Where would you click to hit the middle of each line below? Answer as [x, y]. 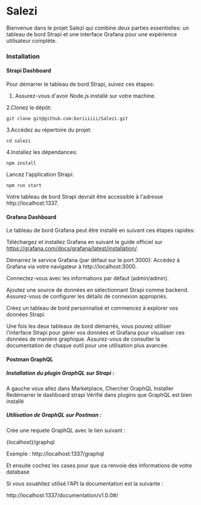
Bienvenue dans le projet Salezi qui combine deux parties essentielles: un [97, 28]
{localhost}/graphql [30, 442]
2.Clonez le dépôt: [29, 108]
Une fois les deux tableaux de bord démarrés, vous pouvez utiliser [89, 326]
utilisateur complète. [32, 40]
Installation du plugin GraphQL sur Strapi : [60, 373]
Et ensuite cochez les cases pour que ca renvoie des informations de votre [99, 465]
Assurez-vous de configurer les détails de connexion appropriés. [87, 297]
